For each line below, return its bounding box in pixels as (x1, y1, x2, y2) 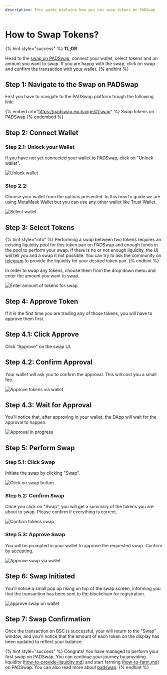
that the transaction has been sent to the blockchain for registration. (5, 590, 145, 596)
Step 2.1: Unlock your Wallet (5, 143, 75, 150)
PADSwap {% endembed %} (5, 114, 64, 120)
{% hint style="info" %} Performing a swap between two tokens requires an (5, 236, 161, 243)
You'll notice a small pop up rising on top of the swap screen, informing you (5, 585, 161, 591)
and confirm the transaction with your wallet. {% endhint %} (5, 66, 129, 72)
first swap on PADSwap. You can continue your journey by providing (5, 654, 146, 660)
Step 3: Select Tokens (5, 223, 75, 232)
